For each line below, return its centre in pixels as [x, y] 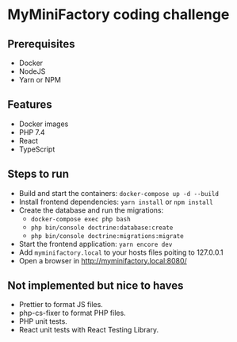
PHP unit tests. [43, 321]
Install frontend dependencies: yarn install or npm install [116, 202]
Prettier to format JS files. [61, 305]
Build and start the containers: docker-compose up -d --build [119, 193]
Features [30, 105]
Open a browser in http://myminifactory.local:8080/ [103, 260]
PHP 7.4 [32, 132]
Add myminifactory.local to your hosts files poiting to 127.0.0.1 [121, 252]
